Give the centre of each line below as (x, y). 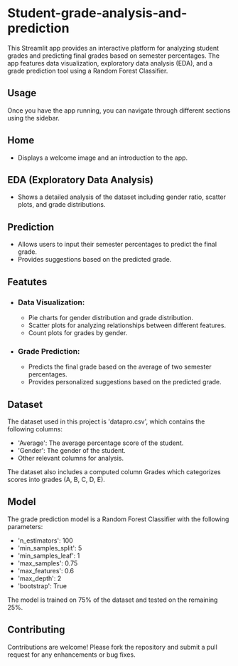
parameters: (25, 526)
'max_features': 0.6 (46, 570)
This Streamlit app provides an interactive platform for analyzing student (113, 48)
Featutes (27, 282)
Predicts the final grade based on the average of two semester (120, 367)
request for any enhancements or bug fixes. (72, 655)
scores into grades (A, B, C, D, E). (56, 479)
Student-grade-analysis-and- (97, 13)
